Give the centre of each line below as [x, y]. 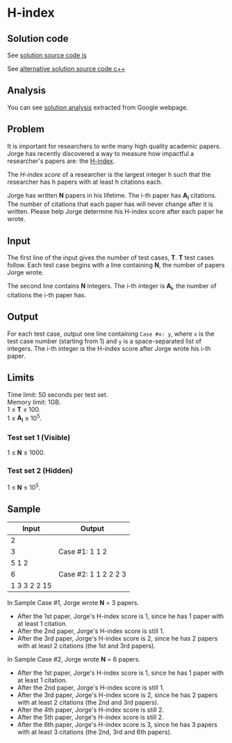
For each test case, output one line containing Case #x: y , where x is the [111, 334]
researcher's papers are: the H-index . [61, 161]
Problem [26, 129]
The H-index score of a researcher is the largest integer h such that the [109, 174]
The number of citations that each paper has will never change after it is [110, 204]
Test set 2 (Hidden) [40, 471]
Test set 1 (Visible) [39, 438]
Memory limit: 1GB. [34, 402]
